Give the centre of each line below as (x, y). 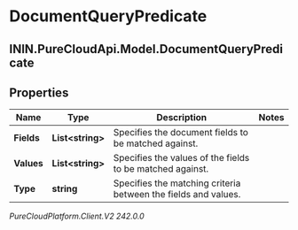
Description (181, 118)
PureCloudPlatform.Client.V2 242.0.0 (77, 216)
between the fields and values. (177, 195)
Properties (39, 92)
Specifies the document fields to (180, 133)
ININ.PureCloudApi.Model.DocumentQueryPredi (146, 49)
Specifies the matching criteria (177, 183)
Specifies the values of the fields (181, 158)
